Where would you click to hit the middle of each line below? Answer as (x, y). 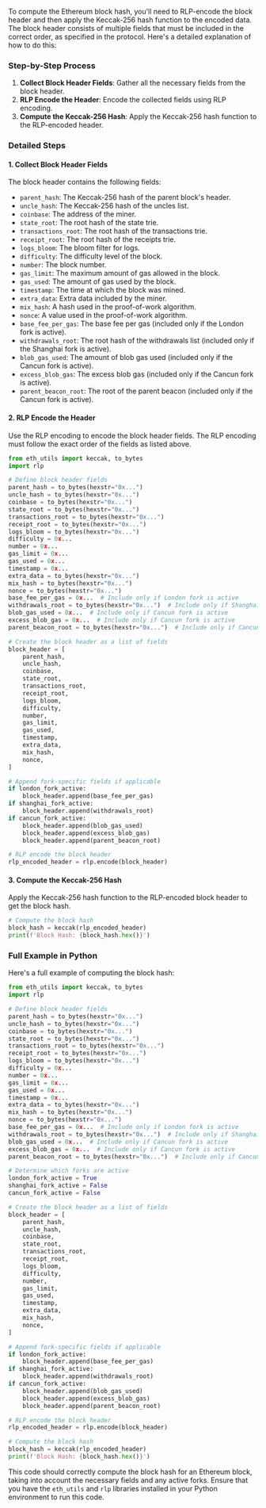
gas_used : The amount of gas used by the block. (98, 281)
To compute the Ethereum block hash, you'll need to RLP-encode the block (131, 11)
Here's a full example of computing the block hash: (91, 973)
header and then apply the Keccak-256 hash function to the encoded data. (130, 20)
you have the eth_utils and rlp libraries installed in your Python (113, 1488)
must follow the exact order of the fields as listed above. (100, 444)
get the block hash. (40, 906)
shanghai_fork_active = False (58, 1186)
